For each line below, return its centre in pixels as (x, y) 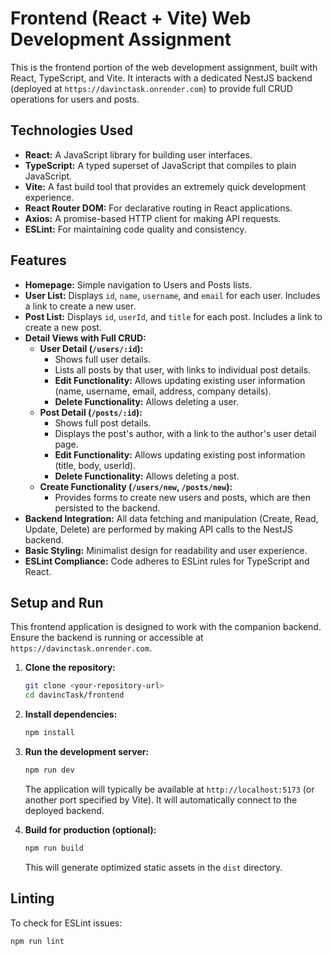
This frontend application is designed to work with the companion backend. (166, 627)
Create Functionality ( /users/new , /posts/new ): (136, 486)
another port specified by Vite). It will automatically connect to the (161, 799)
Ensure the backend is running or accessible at (107, 638)
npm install (49, 733)
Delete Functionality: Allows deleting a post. (147, 476)
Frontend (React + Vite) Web (131, 18)
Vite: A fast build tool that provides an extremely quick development (165, 186)
